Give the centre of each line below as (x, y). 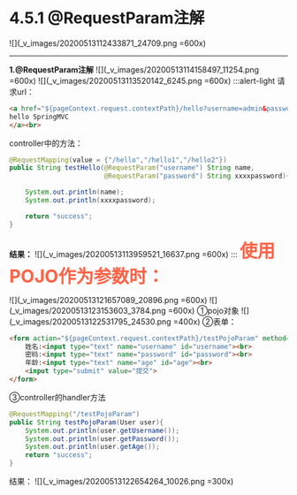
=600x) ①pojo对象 (203, 310)
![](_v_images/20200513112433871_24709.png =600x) (107, 43)
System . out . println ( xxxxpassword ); (91, 201)
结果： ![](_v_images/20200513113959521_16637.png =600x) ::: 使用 (142, 251)
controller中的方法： (46, 143)
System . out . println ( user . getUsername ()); (102, 430)
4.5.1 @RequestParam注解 (107, 18)
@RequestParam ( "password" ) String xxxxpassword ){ (197, 176)
